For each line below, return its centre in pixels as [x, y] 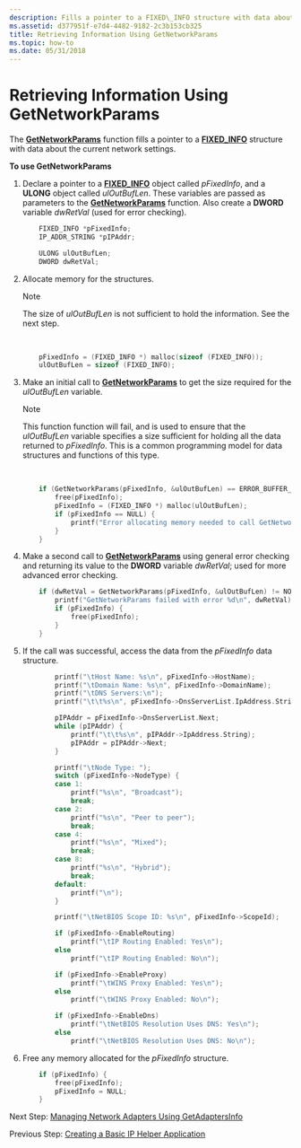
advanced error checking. [70, 575]
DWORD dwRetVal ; [69, 261]
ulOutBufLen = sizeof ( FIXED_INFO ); [107, 365]
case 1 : [69, 784]
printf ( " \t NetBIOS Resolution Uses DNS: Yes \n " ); [165, 1024]
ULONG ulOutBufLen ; [75, 253]
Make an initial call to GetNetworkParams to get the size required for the [157, 382]
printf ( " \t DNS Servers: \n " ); [109, 693]
